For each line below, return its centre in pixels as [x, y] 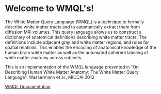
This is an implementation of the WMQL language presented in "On [72, 67]
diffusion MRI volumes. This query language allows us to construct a [73, 32]
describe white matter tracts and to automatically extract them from [72, 27]
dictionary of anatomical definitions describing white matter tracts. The [76, 37]
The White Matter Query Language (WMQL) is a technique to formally [74, 22]
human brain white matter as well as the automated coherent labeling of [77, 52]
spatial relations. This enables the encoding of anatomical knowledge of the [81, 47]
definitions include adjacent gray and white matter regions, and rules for [77, 42]
